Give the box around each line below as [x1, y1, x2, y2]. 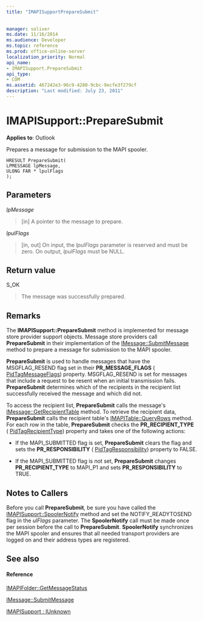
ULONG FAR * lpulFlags [6, 168, 64, 174]
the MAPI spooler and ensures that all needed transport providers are [6, 530, 180, 537]
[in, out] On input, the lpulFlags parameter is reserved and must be [21, 241, 188, 249]
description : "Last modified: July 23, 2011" [6, 88, 123, 94]
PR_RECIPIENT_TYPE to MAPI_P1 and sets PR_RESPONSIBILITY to [15, 464, 182, 471]
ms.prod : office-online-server [6, 49, 85, 55]
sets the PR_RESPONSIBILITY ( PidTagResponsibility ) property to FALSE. [15, 446, 198, 453]
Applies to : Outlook [6, 134, 56, 141]
